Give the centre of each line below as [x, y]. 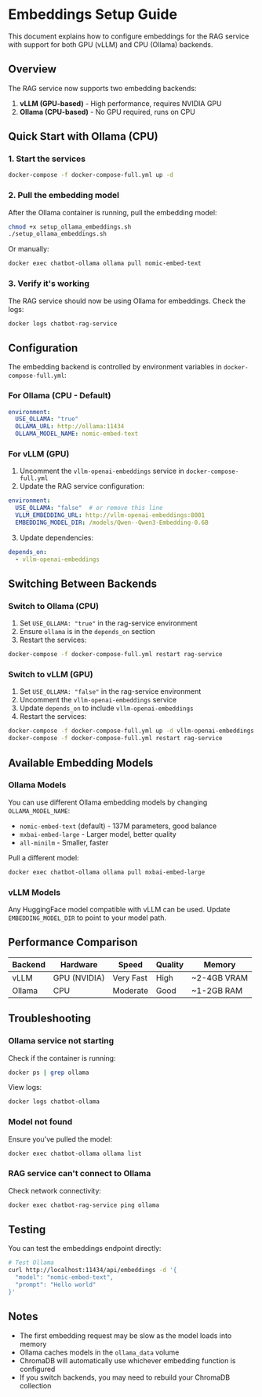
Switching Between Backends [83, 583]
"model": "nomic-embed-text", [64, 1278]
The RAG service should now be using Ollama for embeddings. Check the [127, 301]
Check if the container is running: [62, 1058]
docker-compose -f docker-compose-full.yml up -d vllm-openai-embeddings [131, 731]
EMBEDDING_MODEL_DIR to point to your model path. [87, 918]
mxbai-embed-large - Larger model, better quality [98, 834]
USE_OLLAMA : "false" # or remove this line [89, 508]
